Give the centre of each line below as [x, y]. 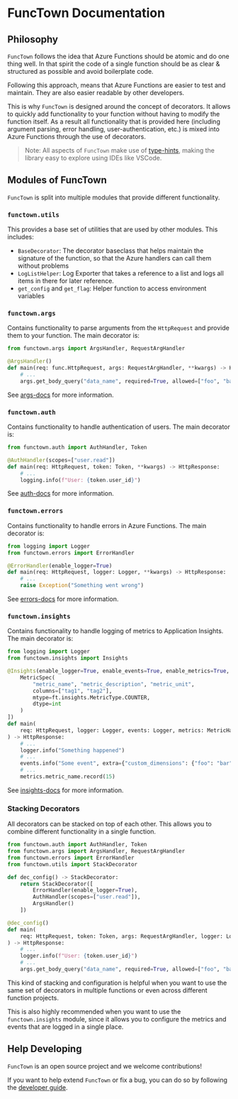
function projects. [33, 997]
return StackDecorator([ [57, 884]
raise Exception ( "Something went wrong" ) [82, 586]
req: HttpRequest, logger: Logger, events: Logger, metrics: [112, 730]
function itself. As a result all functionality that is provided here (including [114, 121]
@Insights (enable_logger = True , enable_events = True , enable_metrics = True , [119, 671]
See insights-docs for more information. [66, 790]
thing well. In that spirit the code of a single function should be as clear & [114, 64]
